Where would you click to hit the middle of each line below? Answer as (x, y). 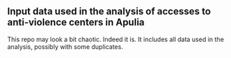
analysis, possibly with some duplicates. (65, 46)
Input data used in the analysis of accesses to (109, 12)
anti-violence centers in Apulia (76, 23)
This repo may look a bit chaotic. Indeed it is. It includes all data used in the (115, 39)
